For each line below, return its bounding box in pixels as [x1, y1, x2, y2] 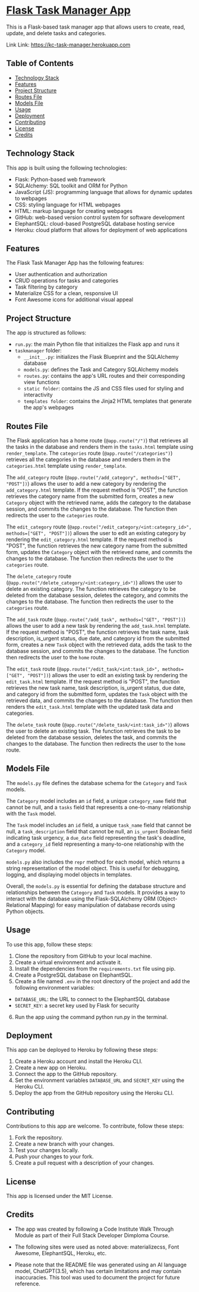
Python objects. [6, 908, 45, 915]
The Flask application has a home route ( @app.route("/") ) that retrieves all [6, 437, 188, 444]
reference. [14, 1280, 40, 1287]
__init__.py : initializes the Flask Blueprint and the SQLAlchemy [23, 353, 179, 361]
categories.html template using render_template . [6, 462, 127, 469]
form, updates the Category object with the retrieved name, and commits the [6, 549, 192, 555]
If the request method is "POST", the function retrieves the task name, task [6, 628, 189, 636]
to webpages [14, 195, 48, 202]
